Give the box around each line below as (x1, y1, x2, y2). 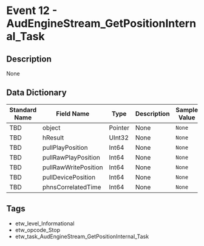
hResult (42, 133, 64, 142)
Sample (175, 105, 199, 114)
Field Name (56, 109, 90, 118)
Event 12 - (6, 4, 58, 18)
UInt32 (109, 133, 129, 142)
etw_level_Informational (15, 220, 75, 227)
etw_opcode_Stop (15, 226, 61, 233)
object (42, 123, 61, 132)
